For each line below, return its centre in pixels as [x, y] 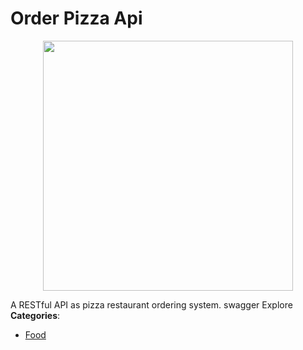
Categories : [35, 315]
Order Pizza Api [76, 18]
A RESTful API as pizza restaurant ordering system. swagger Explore [151, 304]
